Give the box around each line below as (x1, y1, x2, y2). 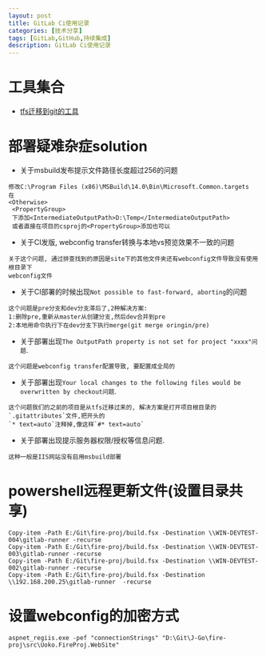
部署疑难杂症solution (8, 138, 148, 156)
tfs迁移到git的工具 (19, 106, 79, 116)
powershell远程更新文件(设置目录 (8, 482, 229, 500)
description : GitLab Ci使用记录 (8, 42, 112, 50)
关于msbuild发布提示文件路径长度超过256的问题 (19, 166, 178, 174)
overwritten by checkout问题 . (19, 387, 117, 396)
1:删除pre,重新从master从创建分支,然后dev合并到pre (8, 313, 166, 321)
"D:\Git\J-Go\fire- (161, 634, 227, 642)
